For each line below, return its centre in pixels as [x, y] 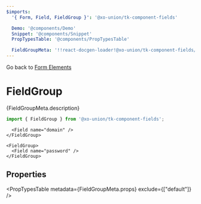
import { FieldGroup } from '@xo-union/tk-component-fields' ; [85, 119]
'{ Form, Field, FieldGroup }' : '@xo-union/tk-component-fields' [95, 17]
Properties [26, 175]
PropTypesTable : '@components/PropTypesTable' [71, 40]
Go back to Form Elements [39, 67]
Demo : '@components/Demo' [44, 28]
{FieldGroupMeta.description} [43, 108]
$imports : [19, 12]
